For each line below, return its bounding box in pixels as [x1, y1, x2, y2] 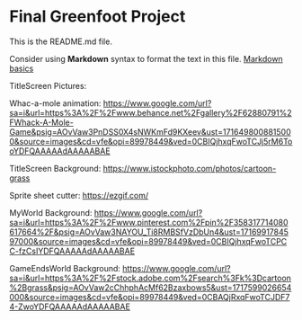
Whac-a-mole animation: [9, 97, 102, 109]
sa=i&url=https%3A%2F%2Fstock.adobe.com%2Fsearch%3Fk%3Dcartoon [9, 272, 292, 283]
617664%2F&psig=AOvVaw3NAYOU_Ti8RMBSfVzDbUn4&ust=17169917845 [9, 227, 289, 237]
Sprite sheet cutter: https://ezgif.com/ [9, 190, 149, 200]
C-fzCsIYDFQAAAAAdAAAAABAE [9, 245, 136, 256]
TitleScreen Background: [9, 163, 102, 173]
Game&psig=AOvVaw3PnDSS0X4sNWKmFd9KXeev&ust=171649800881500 [9, 126, 291, 137]
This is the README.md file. [9, 36, 112, 47]
